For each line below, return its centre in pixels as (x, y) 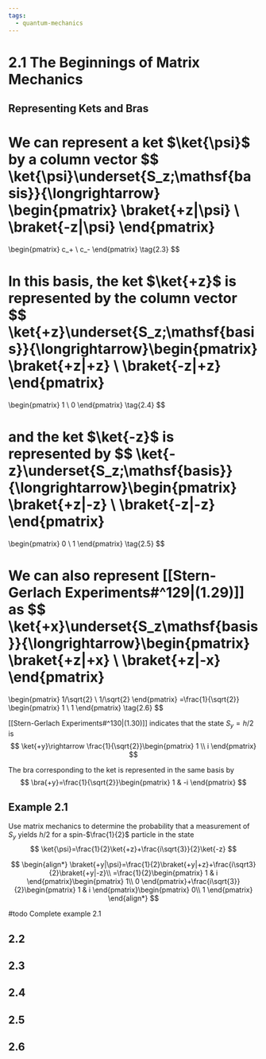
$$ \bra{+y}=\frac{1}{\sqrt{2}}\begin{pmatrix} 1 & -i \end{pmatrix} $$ (133, 782)
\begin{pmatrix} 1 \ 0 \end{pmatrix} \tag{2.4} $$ (87, 405)
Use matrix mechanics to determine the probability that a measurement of (129, 826)
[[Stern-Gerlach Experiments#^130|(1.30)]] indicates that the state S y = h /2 (131, 724)
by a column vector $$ (84, 160)
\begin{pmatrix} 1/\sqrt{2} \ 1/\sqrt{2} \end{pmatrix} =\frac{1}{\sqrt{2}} (124, 699)
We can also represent (84, 576)
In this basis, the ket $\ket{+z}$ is (122, 281)
